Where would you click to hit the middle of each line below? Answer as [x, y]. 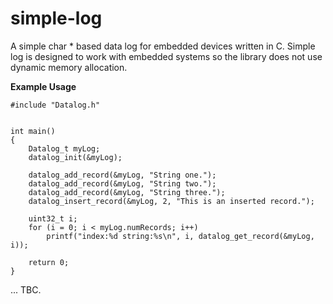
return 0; [49, 262]
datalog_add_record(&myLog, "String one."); [122, 175]
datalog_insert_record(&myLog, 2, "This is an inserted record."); [171, 201]
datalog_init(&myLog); [75, 157]
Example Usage [43, 86]
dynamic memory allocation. [69, 67]
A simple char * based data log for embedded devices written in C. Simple [163, 46]
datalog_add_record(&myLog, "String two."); [122, 183]
